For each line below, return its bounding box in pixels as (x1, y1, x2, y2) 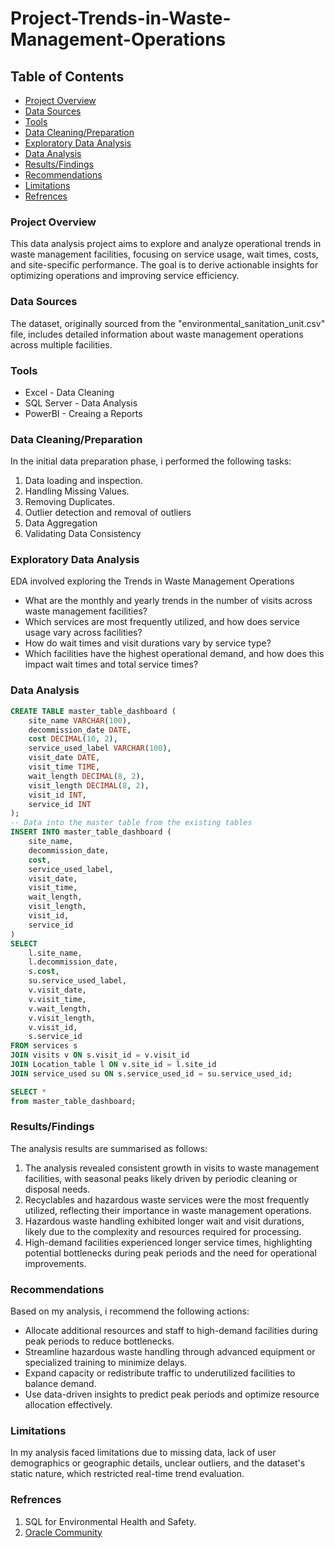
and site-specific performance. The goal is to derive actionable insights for (10, 259, 319, 271)
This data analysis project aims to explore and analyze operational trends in (10, 238, 322, 250)
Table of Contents (10, 68, 125, 85)
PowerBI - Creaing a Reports (24, 407, 143, 419)
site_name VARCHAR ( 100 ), (28, 715, 132, 726)
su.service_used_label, (28, 976, 128, 986)
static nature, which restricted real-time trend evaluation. (10, 1468, 245, 1480)
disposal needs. (24, 1183, 91, 1195)
